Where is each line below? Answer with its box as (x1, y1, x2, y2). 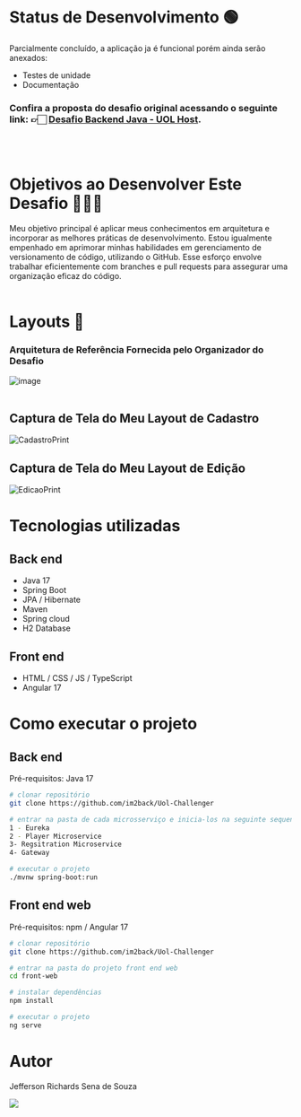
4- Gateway (9, 849, 50, 858)
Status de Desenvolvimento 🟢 (9, 7, 239, 28)
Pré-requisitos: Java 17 (9, 773, 94, 784)
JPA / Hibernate (21, 594, 82, 606)
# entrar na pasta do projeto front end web (9, 964, 178, 973)
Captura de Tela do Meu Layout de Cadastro (9, 411, 260, 426)
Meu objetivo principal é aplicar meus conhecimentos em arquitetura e (9, 223, 271, 234)
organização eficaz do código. (9, 271, 123, 282)
